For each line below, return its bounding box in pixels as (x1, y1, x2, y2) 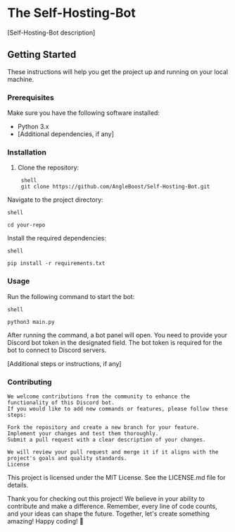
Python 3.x (17, 122, 49, 131)
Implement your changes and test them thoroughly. (7, 430, 159, 437)
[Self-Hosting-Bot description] (7, 28, 96, 37)
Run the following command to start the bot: (7, 292, 135, 301)
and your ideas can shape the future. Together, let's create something (7, 509, 210, 518)
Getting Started (7, 49, 77, 61)
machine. (7, 75, 34, 83)
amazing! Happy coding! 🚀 (7, 516, 84, 525)
